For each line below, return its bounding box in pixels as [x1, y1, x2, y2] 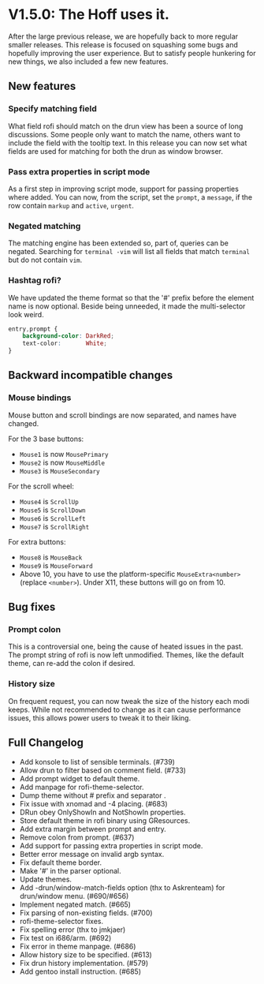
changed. [8, 418, 39, 428]
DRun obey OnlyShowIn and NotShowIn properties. [19, 807, 186, 817]
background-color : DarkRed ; [22, 332, 114, 340]
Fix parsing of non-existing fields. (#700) [19, 907, 153, 917]
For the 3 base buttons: [8, 434, 84, 443]
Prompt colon [8, 624, 61, 635]
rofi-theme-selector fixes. [19, 916, 104, 926]
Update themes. [19, 874, 73, 884]
